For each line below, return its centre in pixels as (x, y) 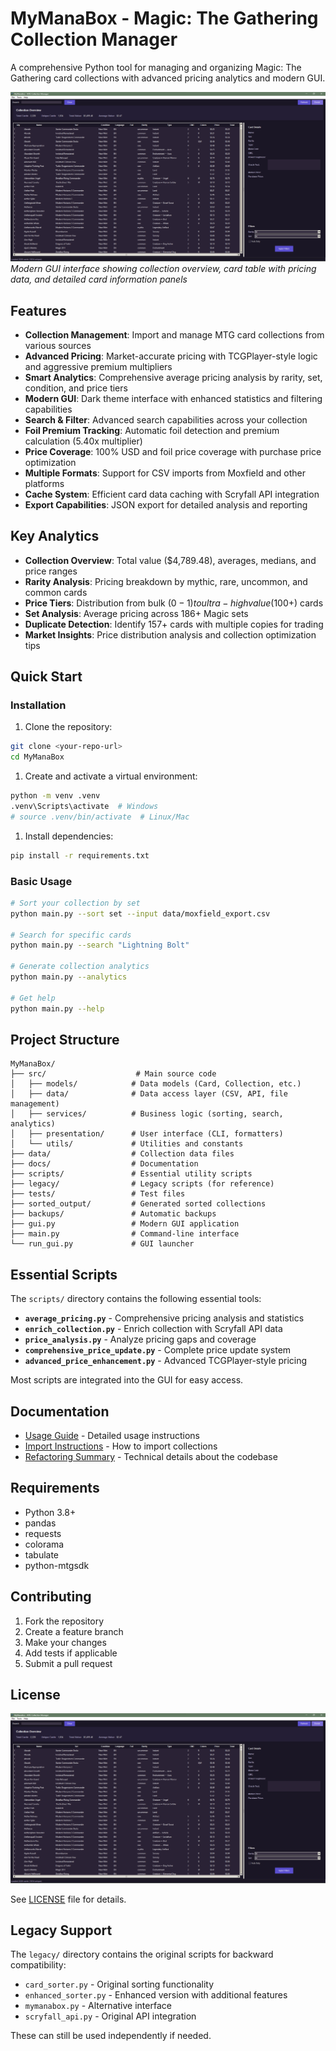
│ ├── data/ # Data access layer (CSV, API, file (149, 1094)
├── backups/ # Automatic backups (113, 1214)
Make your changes (65, 1642)
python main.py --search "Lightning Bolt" (100, 945)
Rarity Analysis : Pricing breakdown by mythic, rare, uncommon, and (166, 581)
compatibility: (38, 1965)
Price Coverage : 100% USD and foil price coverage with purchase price (173, 451)
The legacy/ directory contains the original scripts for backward (142, 1954)
